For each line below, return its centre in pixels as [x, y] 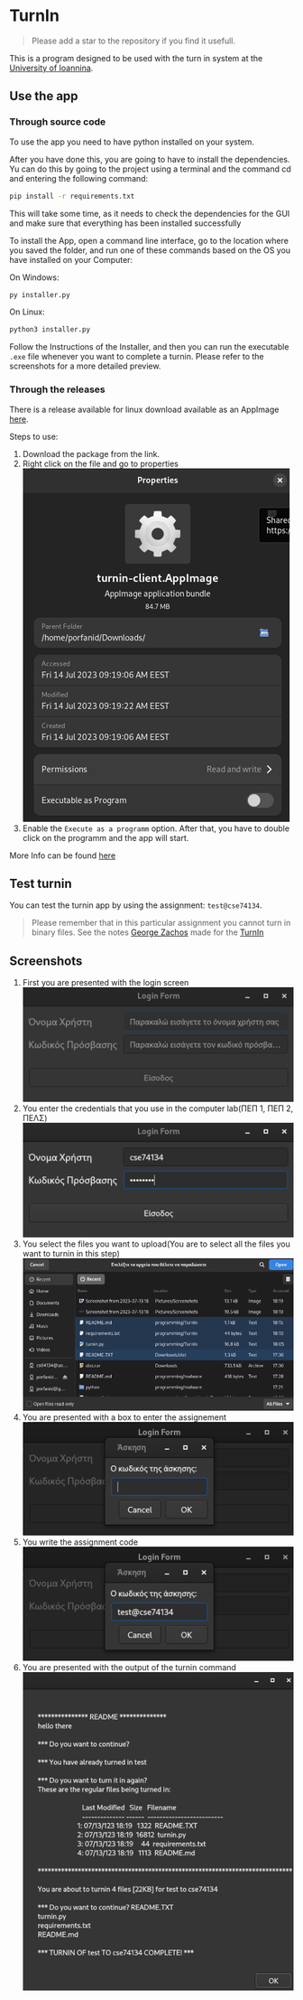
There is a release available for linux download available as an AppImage [144, 409]
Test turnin [41, 883]
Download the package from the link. [91, 453]
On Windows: [34, 277]
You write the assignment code [80, 1542]
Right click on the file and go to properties [100, 463]
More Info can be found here [63, 855]
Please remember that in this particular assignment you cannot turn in [161, 923]
